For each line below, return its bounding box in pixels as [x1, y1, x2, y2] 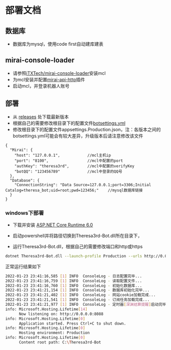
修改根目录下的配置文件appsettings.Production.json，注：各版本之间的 [12, 126, 161, 132]
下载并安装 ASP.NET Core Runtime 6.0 [12, 222, 93, 228]
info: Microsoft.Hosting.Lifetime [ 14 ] [5, 306, 88, 312]
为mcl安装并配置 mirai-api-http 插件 [12, 76, 85, 82]
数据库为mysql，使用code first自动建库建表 [12, 41, 103, 47]
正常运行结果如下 [5, 263, 41, 270]
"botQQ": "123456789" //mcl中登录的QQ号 [14, 169, 123, 174]
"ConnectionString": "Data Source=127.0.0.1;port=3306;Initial [14, 182, 152, 187]
